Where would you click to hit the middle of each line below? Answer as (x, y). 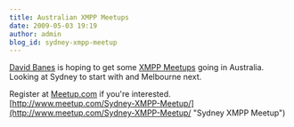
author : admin (36, 34)
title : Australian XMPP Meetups (69, 17)
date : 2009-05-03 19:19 (53, 26)
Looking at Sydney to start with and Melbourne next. (106, 77)
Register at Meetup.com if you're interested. (90, 94)
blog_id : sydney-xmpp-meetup (63, 42)
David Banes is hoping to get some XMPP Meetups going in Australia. (137, 67)
